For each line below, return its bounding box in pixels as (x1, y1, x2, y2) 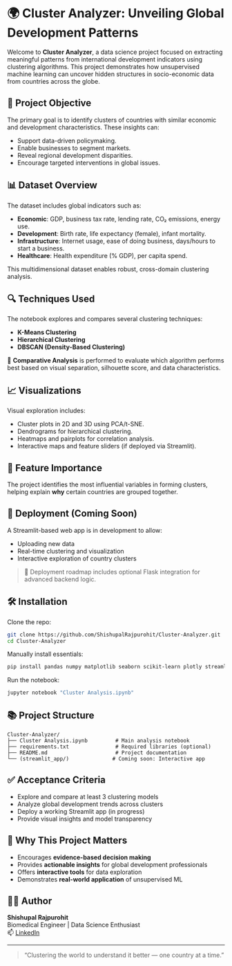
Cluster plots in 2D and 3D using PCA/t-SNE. (17, 420, 144, 428)
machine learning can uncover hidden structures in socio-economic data (7, 70, 214, 78)
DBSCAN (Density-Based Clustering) (17, 343, 126, 352)
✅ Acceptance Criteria (7, 774, 106, 786)
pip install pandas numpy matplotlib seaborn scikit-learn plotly (7, 664, 202, 671)
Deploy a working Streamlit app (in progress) (17, 807, 145, 815)
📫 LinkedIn (7, 929, 40, 937)
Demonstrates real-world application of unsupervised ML (17, 875, 183, 883)
